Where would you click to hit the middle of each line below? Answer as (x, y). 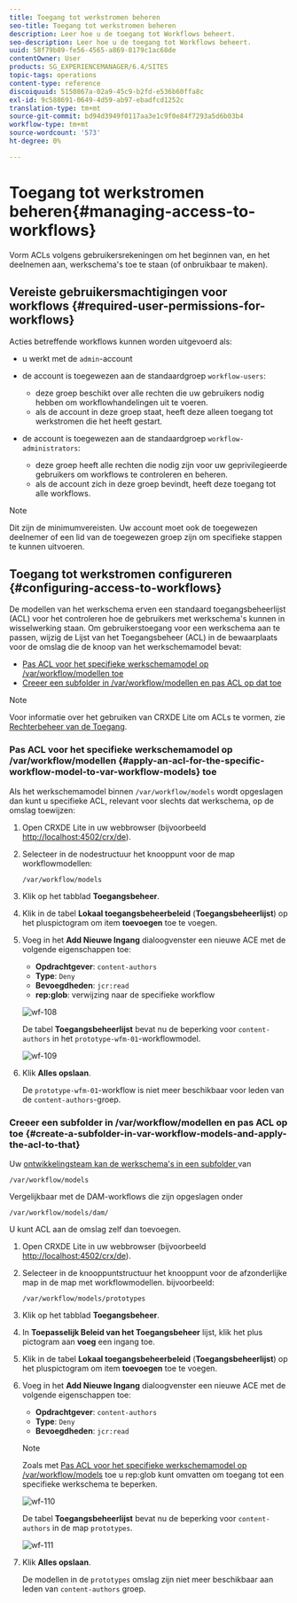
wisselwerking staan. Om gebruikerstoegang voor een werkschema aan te (145, 628)
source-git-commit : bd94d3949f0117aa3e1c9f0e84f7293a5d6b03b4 (126, 116)
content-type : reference (55, 83)
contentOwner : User (45, 59)
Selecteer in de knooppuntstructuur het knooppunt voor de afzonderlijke (154, 1272)
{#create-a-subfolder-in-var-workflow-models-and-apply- (156, 1133)
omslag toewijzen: (42, 810)
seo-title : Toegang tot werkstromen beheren (93, 26)
